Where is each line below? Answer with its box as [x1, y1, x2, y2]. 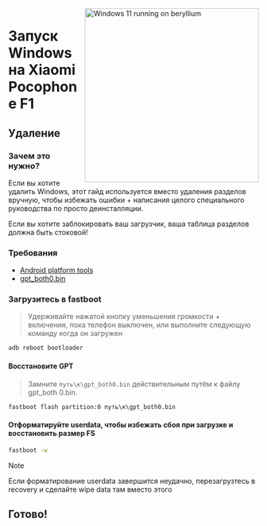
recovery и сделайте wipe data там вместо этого [8, 485, 172, 494]
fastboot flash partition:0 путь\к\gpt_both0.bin [8, 403, 176, 411]
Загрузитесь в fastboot [8, 294, 102, 305]
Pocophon [8, 78, 78, 96]
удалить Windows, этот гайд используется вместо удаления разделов [8, 186, 246, 196]
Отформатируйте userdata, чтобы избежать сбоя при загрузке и [8, 420, 234, 430]
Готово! [8, 507, 48, 520]
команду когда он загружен [27, 329, 123, 338]
